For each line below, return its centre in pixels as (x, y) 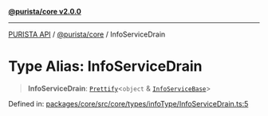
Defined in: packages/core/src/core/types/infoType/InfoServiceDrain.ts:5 (128, 103)
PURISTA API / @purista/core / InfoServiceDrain (87, 34)
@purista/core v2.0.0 (45, 12)
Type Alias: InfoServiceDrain (105, 66)
